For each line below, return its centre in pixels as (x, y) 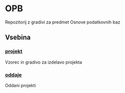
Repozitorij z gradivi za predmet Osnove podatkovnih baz (63, 22)
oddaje (13, 75)
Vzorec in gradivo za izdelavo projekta (43, 62)
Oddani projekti (21, 85)
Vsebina (18, 37)
